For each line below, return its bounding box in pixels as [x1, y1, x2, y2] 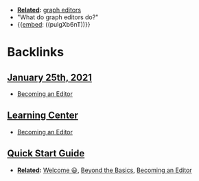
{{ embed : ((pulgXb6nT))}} [16, 21, 91, 28]
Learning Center [7, 110, 79, 121]
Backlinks [7, 45, 65, 60]
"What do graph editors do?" [16, 13, 99, 21]
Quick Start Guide [7, 147, 85, 160]
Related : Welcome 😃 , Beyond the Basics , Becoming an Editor [16, 166, 192, 174]
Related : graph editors [16, 6, 82, 14]
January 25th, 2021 [7, 71, 93, 83]
